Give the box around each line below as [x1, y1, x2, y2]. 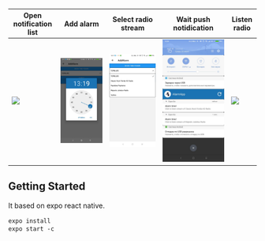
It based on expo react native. [8, 201, 105, 210]
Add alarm [64, 19, 99, 28]
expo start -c [8, 224, 55, 233]
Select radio [112, 15, 154, 24]
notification [13, 19, 53, 28]
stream [121, 23, 145, 32]
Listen [231, 15, 253, 24]
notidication [173, 23, 215, 32]
